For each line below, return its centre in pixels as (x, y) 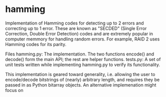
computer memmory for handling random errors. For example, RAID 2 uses (82, 39)
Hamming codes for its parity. (36, 44)
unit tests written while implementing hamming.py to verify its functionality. (83, 64)
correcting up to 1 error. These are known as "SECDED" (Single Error (76, 28)
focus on (14, 90)
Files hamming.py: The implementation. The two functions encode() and (80, 54)
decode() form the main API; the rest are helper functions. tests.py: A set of (83, 59)
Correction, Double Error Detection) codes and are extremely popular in (79, 33)
